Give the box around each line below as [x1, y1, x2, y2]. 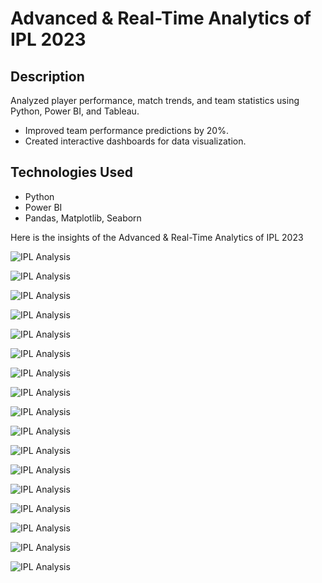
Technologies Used [10, 164, 133, 181]
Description [10, 68, 85, 85]
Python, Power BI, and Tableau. [10, 105, 140, 117]
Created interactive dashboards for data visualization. [24, 135, 247, 147]
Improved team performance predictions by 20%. [24, 125, 229, 136]
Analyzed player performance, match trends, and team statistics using [10, 95, 300, 106]
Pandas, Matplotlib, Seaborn [24, 212, 142, 224]
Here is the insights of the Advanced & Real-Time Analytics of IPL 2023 [10, 231, 304, 243]
